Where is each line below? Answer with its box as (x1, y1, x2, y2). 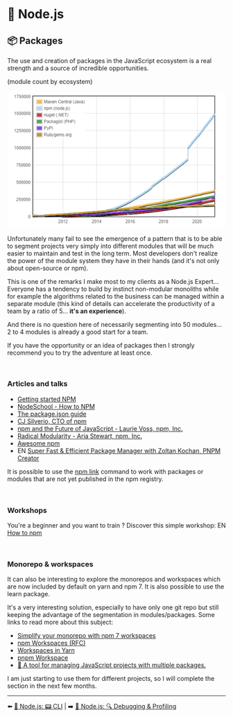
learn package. (7, 590, 51, 598)
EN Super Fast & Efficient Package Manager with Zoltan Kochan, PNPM (17, 446, 221, 455)
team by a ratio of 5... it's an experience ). (7, 307, 127, 315)
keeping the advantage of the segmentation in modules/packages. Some (7, 611, 215, 619)
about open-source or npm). (7, 264, 89, 272)
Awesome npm (17, 439, 60, 447)
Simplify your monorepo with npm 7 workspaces (17, 632, 156, 640)
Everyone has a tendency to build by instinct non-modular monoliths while (7, 285, 219, 293)
